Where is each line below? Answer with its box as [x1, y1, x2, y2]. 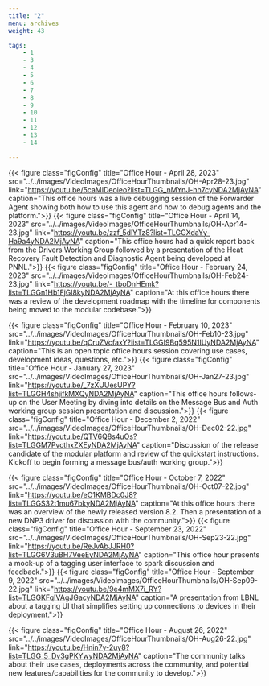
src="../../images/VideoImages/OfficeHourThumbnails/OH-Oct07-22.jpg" [8, 481, 250, 491]
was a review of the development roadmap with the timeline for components [8, 295, 261, 306]
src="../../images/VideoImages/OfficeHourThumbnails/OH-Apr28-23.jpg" [8, 176, 250, 186]
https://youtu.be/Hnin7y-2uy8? [27, 642, 130, 652]
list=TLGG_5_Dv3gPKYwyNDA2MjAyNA [8, 651, 139, 660]
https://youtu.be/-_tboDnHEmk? [53, 279, 159, 288]
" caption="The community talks [137, 651, 246, 660]
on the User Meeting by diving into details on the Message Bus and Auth [18, 397, 259, 407]
